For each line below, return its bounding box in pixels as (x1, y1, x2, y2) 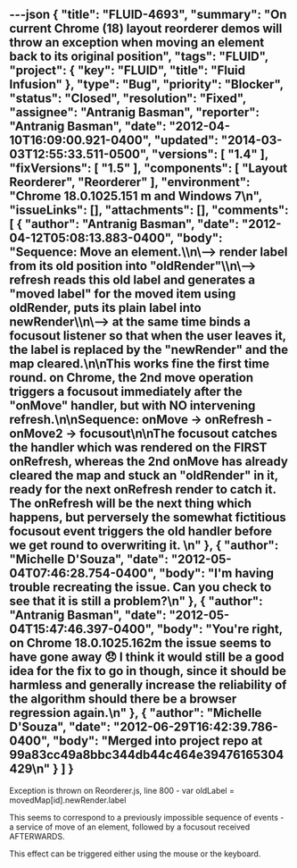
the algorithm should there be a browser (9, 692, 237, 707)
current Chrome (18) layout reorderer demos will (9, 21, 283, 37)
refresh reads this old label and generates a (9, 273, 256, 288)
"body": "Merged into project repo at (52, 733, 263, 749)
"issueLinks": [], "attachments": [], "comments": (9, 203, 289, 218)
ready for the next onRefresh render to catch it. (9, 482, 276, 497)
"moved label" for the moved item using (9, 286, 236, 302)
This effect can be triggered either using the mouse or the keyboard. (9, 848, 261, 859)
